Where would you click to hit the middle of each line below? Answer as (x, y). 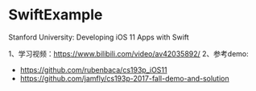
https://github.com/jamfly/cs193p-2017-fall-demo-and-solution (124, 78)
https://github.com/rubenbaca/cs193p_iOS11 (93, 69)
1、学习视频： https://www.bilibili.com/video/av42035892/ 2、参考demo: (128, 53)
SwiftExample (56, 15)
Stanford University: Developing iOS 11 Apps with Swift (99, 37)
